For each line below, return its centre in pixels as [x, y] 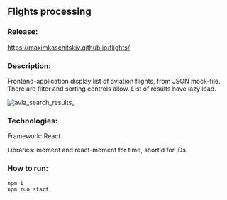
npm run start [28, 189]
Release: [23, 32]
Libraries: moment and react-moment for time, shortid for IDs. [98, 150]
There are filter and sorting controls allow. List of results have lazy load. [112, 89]
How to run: [28, 168]
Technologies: [33, 121]
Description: [29, 65]
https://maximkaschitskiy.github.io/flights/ [68, 47]
